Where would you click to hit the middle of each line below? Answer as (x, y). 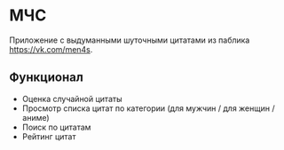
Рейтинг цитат (49, 136)
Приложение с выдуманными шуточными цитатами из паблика (130, 40)
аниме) (36, 117)
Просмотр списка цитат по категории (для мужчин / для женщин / (148, 108)
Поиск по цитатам (56, 127)
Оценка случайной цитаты (72, 99)
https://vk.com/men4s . (51, 49)
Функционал (47, 78)
